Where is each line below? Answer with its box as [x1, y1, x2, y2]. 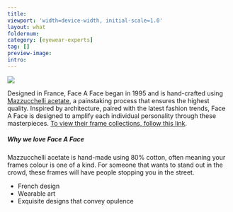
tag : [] [7, 43, 30, 50]
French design [17, 182, 60, 190]
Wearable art [17, 189, 56, 198]
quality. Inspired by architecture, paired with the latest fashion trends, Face [7, 104, 226, 112]
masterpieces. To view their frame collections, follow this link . [7, 119, 188, 127]
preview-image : [7, 50, 52, 57]
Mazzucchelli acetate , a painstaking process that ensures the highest [7, 96, 210, 105]
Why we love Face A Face [7, 135, 85, 143]
